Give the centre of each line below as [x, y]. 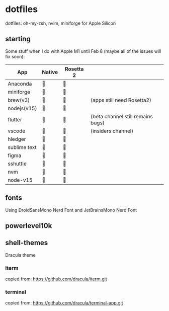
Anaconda [20, 84]
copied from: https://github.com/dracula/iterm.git [56, 279]
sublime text [22, 147]
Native [50, 72]
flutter [15, 119]
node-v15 [20, 180]
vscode [17, 131]
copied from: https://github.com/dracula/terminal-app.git [64, 303]
